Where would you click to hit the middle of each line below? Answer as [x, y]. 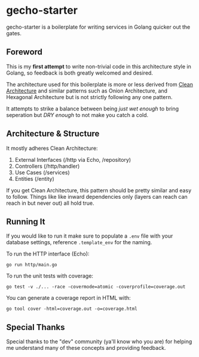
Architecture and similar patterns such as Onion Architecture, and [87, 91]
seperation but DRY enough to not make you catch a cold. [77, 115]
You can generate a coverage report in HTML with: [69, 298]
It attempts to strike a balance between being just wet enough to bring [93, 109]
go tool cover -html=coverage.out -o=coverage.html [72, 309]
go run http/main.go [32, 265]
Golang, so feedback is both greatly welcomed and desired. [80, 73]
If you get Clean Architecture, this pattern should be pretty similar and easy [99, 190]
